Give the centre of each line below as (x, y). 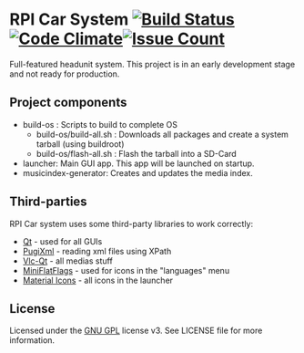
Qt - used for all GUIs (62, 241)
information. (32, 340)
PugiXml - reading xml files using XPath (97, 251)
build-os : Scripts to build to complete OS (100, 124)
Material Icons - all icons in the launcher (98, 280)
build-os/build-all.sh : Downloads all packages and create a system (162, 134)
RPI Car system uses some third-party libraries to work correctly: (131, 223)
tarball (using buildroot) (80, 144)
